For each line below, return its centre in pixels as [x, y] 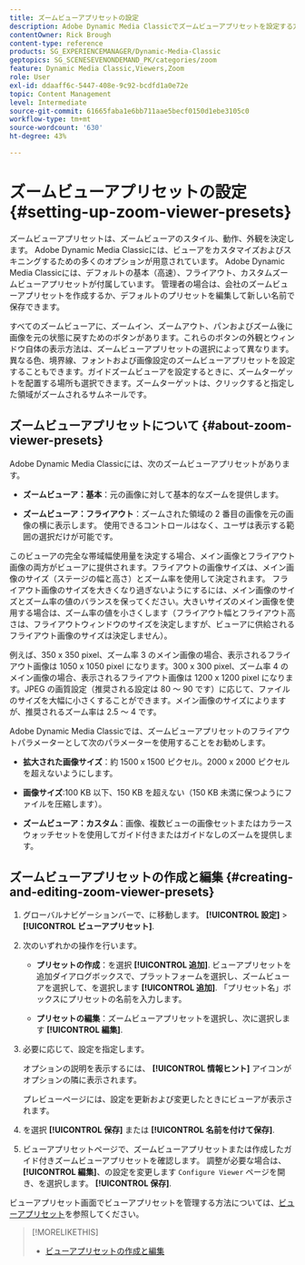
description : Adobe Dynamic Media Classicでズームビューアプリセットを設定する [151, 26]
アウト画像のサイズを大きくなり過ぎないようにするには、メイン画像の [148, 590]
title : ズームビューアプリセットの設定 [74, 18]
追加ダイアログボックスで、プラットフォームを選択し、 [139, 977]
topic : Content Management [60, 94]
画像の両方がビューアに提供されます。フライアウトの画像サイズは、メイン [148, 567]
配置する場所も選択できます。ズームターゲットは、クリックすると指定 [156, 382]
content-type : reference [56, 43]
